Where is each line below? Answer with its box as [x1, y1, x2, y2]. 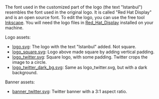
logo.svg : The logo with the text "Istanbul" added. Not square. [12, 44, 137, 49]
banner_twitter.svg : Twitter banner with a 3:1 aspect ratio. [12, 89, 127, 94]
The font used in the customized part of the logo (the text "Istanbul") [5, 4, 142, 10]
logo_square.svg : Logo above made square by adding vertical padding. [12, 49, 155, 55]
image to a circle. [12, 59, 47, 65]
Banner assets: [5, 79, 35, 85]
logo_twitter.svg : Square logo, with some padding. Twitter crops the [12, 54, 148, 60]
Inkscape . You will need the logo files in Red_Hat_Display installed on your [5, 20, 154, 25]
